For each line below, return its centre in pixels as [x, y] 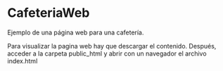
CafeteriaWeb [49, 13]
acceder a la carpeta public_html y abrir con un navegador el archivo [107, 53]
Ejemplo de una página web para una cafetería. [76, 32]
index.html [23, 60]
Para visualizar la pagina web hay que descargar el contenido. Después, [112, 46]
